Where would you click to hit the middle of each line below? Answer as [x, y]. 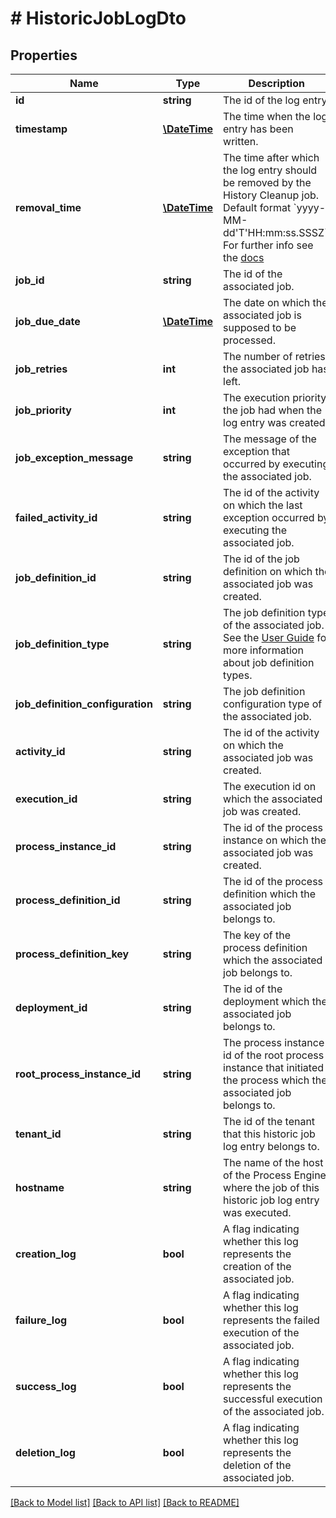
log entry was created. [275, 422]
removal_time [48, 207]
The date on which [267, 302]
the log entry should [270, 170]
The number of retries [274, 356]
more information [263, 650]
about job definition [269, 662]
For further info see [268, 245]
